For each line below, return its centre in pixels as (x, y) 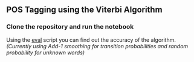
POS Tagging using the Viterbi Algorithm (84, 10)
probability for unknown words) (46, 52)
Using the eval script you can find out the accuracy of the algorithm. (91, 40)
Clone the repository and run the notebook (70, 27)
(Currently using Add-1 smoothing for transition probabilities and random (97, 46)
